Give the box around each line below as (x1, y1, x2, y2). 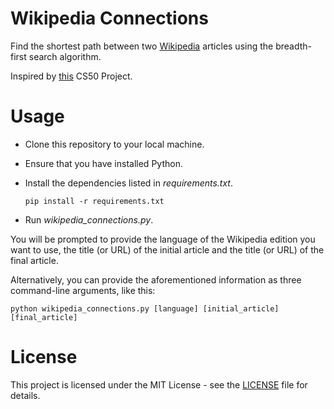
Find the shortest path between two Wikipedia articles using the (10, 40, 274, 52)
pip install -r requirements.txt (24, 196, 165, 206)
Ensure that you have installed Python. (24, 157, 183, 169)
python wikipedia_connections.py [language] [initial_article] (10, 303, 280, 314)
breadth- (275, 40, 313, 52)
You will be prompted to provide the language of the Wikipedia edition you (10, 233, 316, 245)
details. (10, 389, 41, 401)
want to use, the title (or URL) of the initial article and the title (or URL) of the (10, 243, 325, 256)
